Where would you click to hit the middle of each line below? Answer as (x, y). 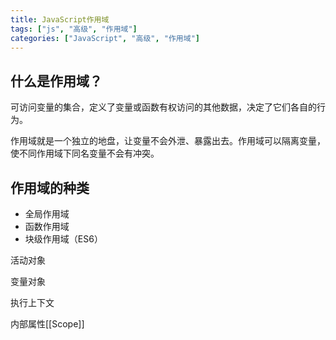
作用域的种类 (50, 187)
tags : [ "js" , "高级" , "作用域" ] (74, 29)
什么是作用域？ (56, 81)
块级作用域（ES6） (63, 239)
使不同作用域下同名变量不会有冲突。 (85, 153)
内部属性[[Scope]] (47, 324)
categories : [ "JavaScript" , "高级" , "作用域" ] (105, 38)
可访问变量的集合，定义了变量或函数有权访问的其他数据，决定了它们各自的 (163, 107)
